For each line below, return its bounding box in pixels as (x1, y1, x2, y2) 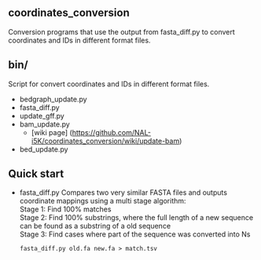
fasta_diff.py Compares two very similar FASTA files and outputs (19, 188, 228, 197)
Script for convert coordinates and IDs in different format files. (8, 79, 210, 89)
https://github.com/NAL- (72, 127, 152, 137)
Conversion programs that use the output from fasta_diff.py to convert (8, 27, 236, 36)
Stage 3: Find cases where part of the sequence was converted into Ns (19, 229, 251, 239)
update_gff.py (19, 111, 64, 120)
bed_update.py (19, 145, 68, 154)
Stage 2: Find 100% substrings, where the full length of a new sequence (19, 213, 254, 222)
